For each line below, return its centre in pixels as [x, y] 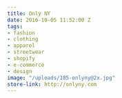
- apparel [21, 46]
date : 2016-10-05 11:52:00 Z [49, 20]
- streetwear [26, 52]
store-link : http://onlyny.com [52, 84]
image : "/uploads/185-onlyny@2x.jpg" [61, 78]
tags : [15, 26]
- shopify [21, 59]
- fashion [21, 33]
